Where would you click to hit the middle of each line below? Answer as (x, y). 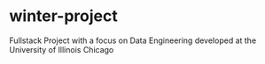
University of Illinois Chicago (62, 49)
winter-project (63, 16)
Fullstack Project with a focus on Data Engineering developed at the (133, 40)
